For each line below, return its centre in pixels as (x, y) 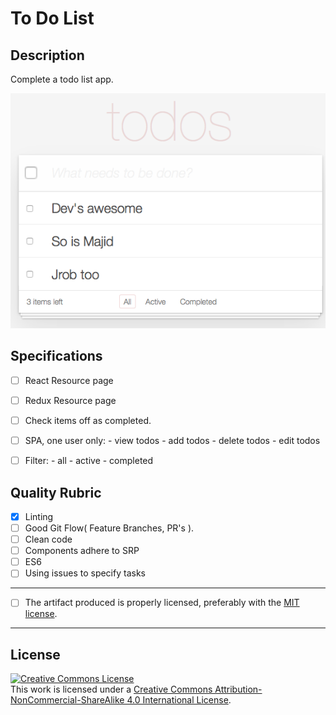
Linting (39, 516)
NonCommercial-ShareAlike (67, 700)
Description (47, 55)
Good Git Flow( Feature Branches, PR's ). (109, 528)
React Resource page (69, 380)
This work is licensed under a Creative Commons (111, 689)
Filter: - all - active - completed (89, 461)
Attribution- (238, 689)
